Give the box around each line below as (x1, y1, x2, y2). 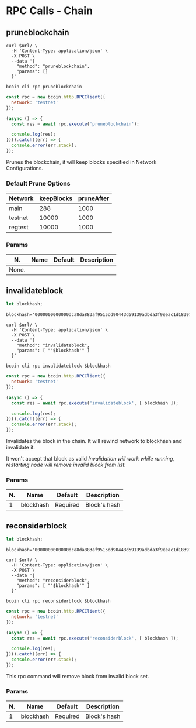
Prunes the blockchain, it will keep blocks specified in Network (6, 158, 157, 165)
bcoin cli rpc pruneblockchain (6, 84, 82, 90)
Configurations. (6, 164, 44, 171)
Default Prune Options (6, 179, 71, 187)
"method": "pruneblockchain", (16, 63, 90, 69)
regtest (9, 224, 29, 232)
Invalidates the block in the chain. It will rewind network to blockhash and (6, 438, 182, 445)
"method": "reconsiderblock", (16, 578, 90, 583)
